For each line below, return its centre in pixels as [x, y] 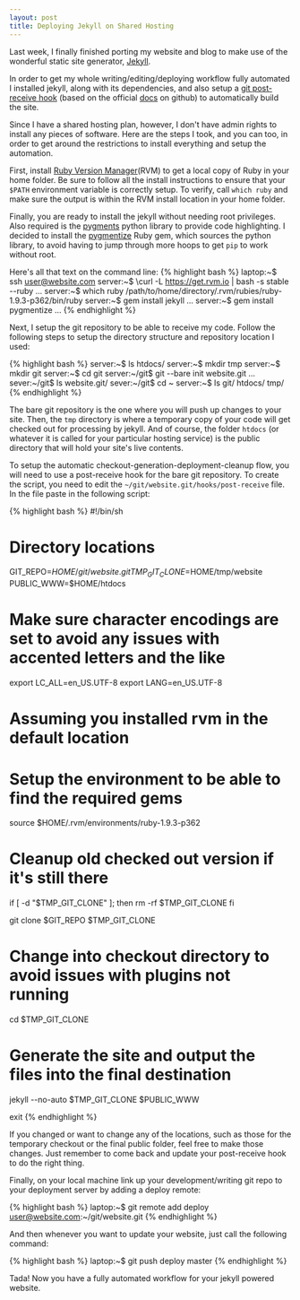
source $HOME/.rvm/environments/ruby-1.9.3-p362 [105, 823]
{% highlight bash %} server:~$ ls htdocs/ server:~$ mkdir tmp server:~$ [145, 363]
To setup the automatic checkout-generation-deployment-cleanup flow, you [149, 465]
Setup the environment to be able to [145, 779]
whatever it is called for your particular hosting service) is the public [135, 438]
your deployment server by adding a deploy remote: [105, 1190]
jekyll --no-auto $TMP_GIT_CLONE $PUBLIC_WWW [104, 1100]
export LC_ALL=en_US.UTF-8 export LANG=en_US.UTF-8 [116, 683]
